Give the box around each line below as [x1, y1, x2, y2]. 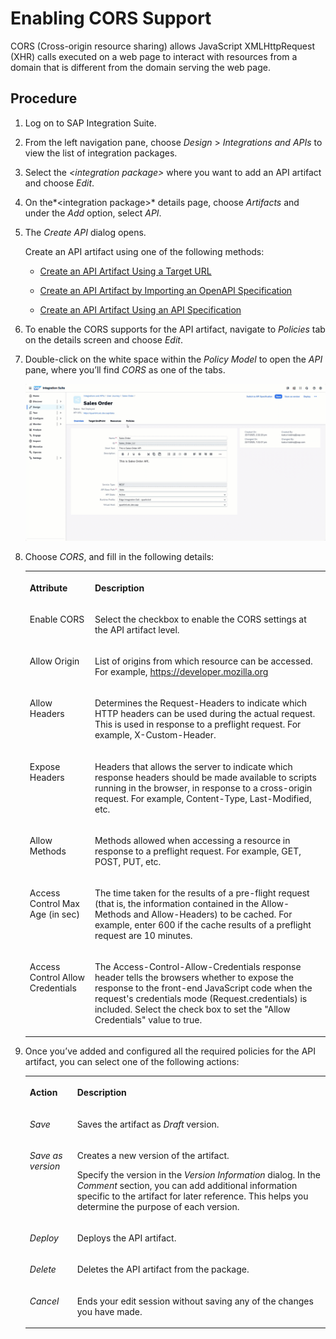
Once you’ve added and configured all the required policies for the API [24, 1045, 317, 1057]
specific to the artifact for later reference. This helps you [76, 1190, 309, 1202]
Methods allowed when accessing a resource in [94, 834, 291, 846]
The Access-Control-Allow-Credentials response [94, 961, 302, 973]
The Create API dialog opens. [24, 226, 147, 238]
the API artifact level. [94, 623, 180, 636]
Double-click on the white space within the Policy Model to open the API [24, 353, 323, 365]
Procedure [10, 90, 78, 107]
